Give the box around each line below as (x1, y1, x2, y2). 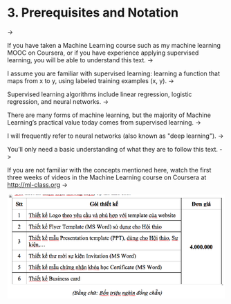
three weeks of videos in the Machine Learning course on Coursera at (7, 173, 207, 181)
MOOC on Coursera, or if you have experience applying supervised (7, 48, 199, 57)
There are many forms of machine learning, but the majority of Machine (7, 111, 211, 119)
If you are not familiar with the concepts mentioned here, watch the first (7, 166, 212, 174)
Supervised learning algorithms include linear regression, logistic (7, 90, 192, 98)
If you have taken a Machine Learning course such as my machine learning (7, 41, 221, 49)
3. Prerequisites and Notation (7, 5, 179, 21)
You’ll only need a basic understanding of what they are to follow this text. (7, 145, 219, 153)
